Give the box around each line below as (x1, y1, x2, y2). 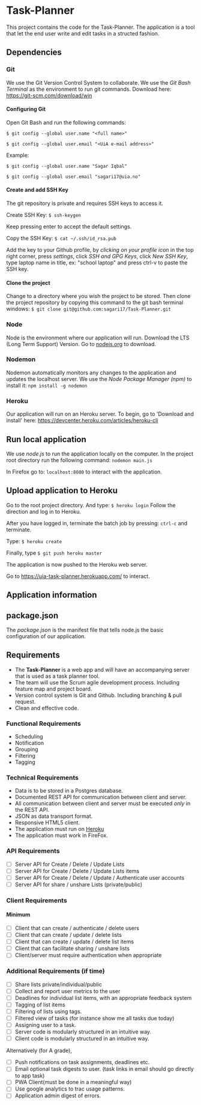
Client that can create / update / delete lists (14, 931, 122, 939)
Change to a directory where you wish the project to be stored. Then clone (6, 293, 191, 300)
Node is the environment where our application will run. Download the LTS (6, 334, 190, 341)
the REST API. (14, 806, 50, 814)
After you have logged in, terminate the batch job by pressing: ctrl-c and (6, 519, 188, 526)
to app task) (14, 1072, 45, 1079)
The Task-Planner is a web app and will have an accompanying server (14, 666, 190, 673)
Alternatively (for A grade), (6, 1047, 72, 1055)
